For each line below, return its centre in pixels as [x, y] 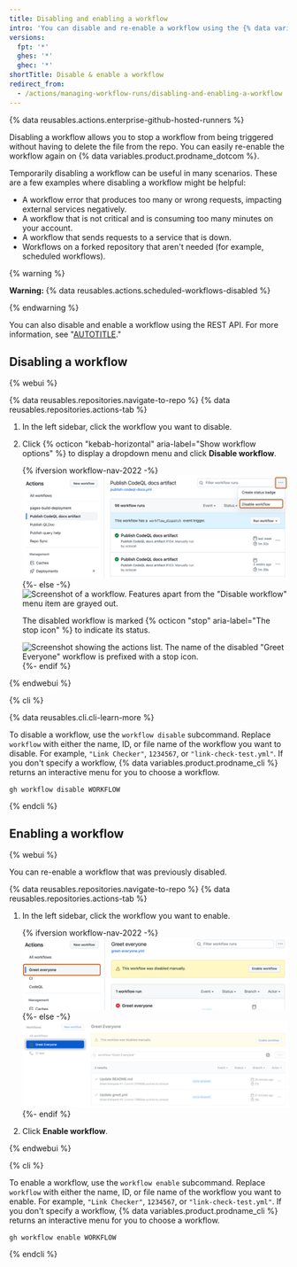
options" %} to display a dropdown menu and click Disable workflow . [149, 454]
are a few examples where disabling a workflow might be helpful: [128, 183]
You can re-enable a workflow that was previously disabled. [118, 872]
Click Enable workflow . [65, 1131]
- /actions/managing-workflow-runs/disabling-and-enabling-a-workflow [150, 93]
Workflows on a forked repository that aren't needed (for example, [143, 246]
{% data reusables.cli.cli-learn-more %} [82, 717]
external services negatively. [74, 209]
